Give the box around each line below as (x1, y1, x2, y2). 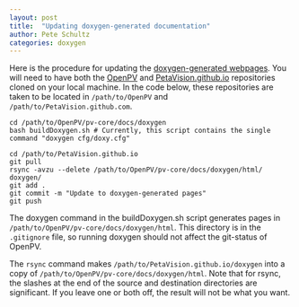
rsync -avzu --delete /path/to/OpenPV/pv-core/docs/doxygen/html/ (9, 165, 263, 175)
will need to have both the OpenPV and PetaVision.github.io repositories (9, 73, 276, 83)
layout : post (9, 13, 58, 22)
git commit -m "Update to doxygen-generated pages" (9, 189, 207, 198)
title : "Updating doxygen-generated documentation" (9, 22, 211, 31)
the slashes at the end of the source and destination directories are (9, 277, 258, 288)
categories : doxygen (9, 38, 87, 48)
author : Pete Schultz (9, 30, 91, 39)
